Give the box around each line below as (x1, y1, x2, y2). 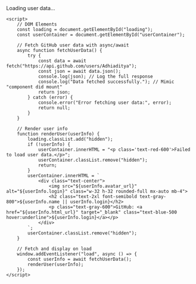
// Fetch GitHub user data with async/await (17, 42, 129, 48)
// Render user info (17, 126, 68, 132)
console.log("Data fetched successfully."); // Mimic (38, 79, 175, 85)
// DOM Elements (17, 21, 58, 27)
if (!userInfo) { (27, 141, 70, 147)
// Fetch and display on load (17, 246, 92, 252)
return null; (38, 105, 70, 111)
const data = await (38, 58, 86, 64)
